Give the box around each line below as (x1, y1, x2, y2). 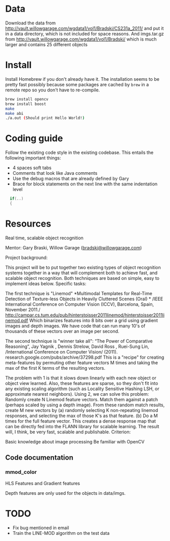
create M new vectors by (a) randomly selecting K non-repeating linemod (5, 407, 158, 413)
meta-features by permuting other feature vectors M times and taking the (5, 359, 158, 366)
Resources (5, 218, 52, 230)
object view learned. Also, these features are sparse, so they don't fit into (5, 380, 158, 386)
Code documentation (5, 453, 73, 462)
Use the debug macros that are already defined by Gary (12, 176, 129, 182)
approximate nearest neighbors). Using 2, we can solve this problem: (5, 391, 149, 397)
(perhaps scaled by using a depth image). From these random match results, (5, 402, 165, 408)
